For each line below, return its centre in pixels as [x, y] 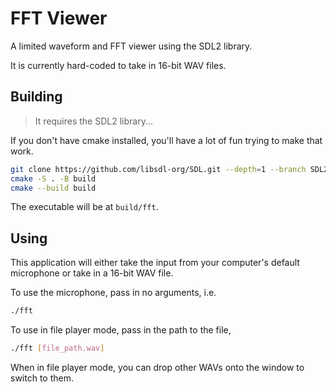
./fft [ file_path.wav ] [57, 348]
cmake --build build [53, 188]
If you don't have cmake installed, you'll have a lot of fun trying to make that [166, 140]
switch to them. [42, 378]
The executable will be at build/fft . [84, 207]
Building [36, 97]
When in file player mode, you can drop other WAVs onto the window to [157, 367]
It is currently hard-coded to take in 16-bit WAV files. [118, 65]
